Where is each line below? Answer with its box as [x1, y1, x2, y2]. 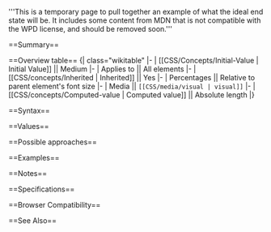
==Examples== [8, 153, 60, 162]
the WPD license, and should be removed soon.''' [8, 24, 172, 33]
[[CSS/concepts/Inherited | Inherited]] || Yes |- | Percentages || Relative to [8, 73, 256, 82]
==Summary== [8, 40, 59, 49]
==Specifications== [8, 184, 75, 194]
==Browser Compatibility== [8, 200, 101, 209]
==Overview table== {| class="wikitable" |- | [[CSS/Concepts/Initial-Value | [8, 56, 259, 65]
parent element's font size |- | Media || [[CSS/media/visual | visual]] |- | [8, 81, 256, 91]
